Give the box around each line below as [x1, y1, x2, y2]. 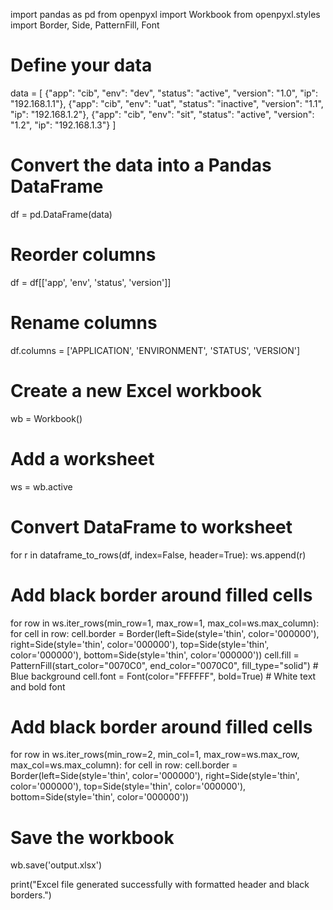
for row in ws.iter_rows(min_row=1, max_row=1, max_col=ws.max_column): [10, 617, 320, 629]
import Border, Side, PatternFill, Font [10, 19, 160, 31]
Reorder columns [10, 244, 157, 266]
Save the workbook [10, 826, 175, 849]
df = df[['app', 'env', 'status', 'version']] [10, 276, 172, 288]
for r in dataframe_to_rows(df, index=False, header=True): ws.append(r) [10, 549, 307, 561]
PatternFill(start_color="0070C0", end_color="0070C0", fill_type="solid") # [10, 659, 319, 671]
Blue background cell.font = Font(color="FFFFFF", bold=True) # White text [10, 670, 317, 682]
